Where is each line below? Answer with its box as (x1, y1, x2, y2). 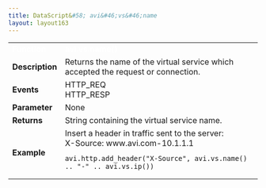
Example (12, 147, 46, 158)
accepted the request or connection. (64, 66, 200, 77)
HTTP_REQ (64, 79, 107, 90)
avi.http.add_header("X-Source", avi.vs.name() (64, 154, 248, 163)
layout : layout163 (8, 19, 69, 27)
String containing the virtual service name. (64, 114, 222, 125)
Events (12, 84, 40, 95)
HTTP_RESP (64, 89, 111, 100)
